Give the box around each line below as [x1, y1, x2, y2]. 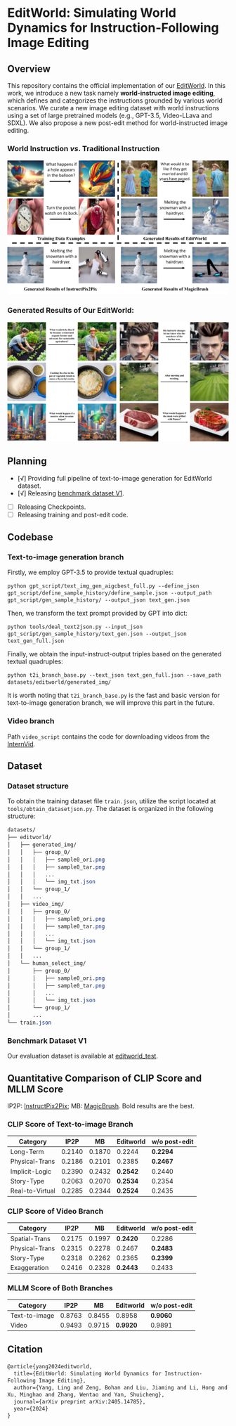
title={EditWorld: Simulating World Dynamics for [13, 1370, 162, 1377]
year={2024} [13, 1405, 49, 1412]
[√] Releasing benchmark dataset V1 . [17, 488, 124, 497]
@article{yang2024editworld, [7, 1363, 93, 1370]
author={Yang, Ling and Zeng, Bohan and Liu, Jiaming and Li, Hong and [13, 1384, 228, 1391]
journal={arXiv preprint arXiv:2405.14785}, [13, 1398, 146, 1405]
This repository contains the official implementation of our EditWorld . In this [7, 82, 226, 89]
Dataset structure [7, 781, 69, 791]
